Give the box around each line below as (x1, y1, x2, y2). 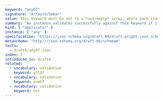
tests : (5, 43, 18, 48)
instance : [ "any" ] (5, 30, 47, 34)
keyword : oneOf (14, 79, 45, 84)
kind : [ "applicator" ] (5, 25, 53, 30)
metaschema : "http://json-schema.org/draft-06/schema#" (5, 39, 120, 44)
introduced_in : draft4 (5, 57, 51, 62)
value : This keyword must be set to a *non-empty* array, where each (5, 16, 149, 21)
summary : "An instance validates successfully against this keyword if (5, 20, 153, 26)
